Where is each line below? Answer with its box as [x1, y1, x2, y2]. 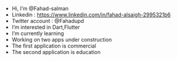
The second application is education [11, 49, 101, 55]
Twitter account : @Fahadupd [11, 18, 84, 24]
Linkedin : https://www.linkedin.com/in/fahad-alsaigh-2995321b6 [11, 11, 171, 18]
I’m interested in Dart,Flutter [11, 23, 81, 30]
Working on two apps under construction [11, 36, 112, 43]
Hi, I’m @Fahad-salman [11, 5, 69, 12]
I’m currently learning [11, 30, 64, 37]
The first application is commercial [11, 42, 96, 49]
